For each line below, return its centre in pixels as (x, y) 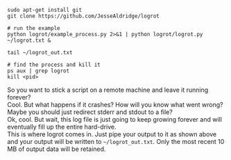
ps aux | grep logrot (38, 71)
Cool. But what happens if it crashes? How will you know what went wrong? (115, 105)
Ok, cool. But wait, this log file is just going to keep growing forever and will (114, 119)
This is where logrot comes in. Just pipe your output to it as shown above (112, 134)
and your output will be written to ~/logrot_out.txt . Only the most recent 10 (116, 142)
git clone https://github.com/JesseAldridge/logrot (83, 16)
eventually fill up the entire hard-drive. (62, 127)
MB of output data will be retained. (57, 149)
